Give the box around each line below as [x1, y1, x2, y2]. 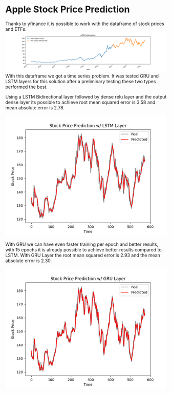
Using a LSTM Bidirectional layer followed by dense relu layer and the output [5, 93, 167, 100]
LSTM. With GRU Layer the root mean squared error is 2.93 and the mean [5, 252, 160, 258]
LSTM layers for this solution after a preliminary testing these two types [5, 78, 156, 84]
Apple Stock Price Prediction [5, 4, 130, 15]
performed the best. [5, 84, 48, 90]
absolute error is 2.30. [5, 258, 52, 264]
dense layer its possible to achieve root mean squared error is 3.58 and [5, 99, 156, 105]
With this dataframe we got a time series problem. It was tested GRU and [5, 73, 159, 79]
